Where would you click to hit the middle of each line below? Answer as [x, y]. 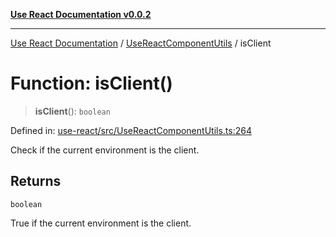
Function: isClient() [91, 83]
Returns [36, 181]
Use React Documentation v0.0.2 [81, 14]
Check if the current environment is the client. [105, 150]
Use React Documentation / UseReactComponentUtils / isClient [141, 43]
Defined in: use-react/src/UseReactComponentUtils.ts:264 [131, 130]
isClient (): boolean [72, 111]
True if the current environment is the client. [101, 223]
